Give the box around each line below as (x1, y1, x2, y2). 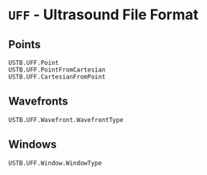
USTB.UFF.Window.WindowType (8, 159, 103, 167)
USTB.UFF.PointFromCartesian (8, 66, 106, 74)
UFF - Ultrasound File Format (8, 6, 199, 24)
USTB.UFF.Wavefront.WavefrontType (8, 116, 124, 124)
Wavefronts (8, 95, 68, 108)
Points (8, 38, 42, 51)
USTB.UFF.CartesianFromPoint (8, 73, 106, 81)
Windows (8, 138, 57, 152)
